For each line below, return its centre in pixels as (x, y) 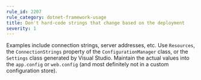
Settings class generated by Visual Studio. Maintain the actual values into (98, 58)
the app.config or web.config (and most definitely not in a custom (88, 64)
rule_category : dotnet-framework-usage (56, 17)
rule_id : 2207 (24, 12)
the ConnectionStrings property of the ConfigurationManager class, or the (97, 52)
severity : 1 (21, 28)
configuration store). (32, 71)
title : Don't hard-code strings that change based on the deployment (96, 23)
